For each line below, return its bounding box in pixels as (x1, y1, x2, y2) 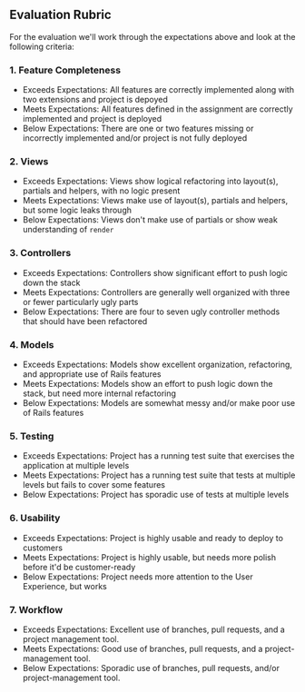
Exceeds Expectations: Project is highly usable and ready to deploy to (22, 532, 284, 543)
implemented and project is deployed (22, 114, 162, 124)
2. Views (9, 155, 49, 168)
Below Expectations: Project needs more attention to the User (22, 571, 253, 582)
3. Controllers (9, 247, 72, 260)
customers (22, 542, 64, 553)
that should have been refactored (22, 315, 148, 326)
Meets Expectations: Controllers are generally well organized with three (22, 286, 290, 298)
